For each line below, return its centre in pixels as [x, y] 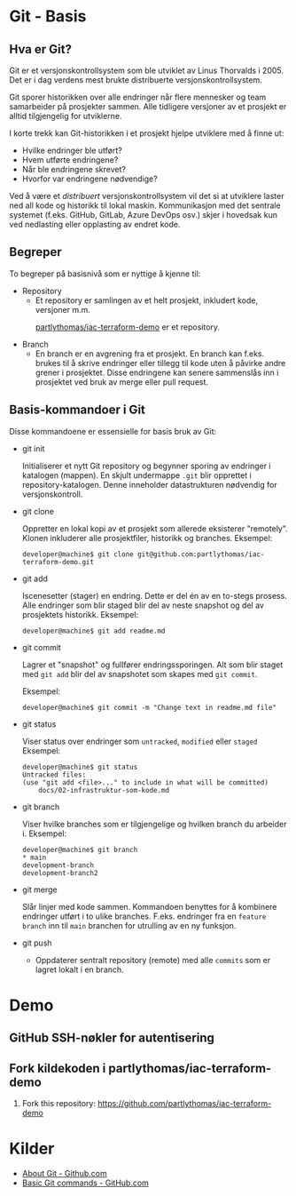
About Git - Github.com [65, 1173]
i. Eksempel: [44, 833]
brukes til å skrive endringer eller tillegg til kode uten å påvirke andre [160, 363]
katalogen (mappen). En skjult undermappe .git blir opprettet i [137, 475]
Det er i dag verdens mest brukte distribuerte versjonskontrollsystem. [136, 80]
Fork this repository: [58, 1104]
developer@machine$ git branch [80, 849]
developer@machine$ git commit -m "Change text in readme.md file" [149, 707]
